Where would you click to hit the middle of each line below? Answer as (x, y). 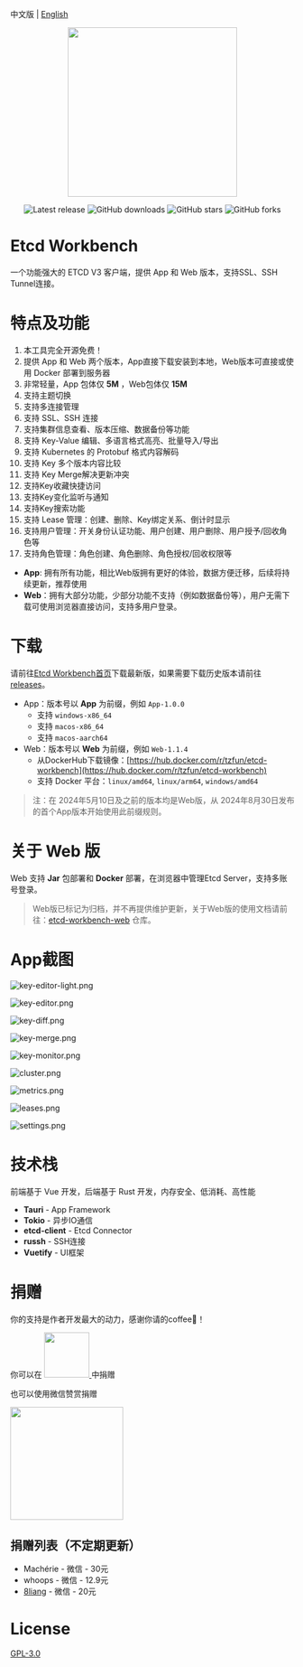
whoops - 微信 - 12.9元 (66, 1580)
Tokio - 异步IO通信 (58, 1220)
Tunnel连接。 (35, 283)
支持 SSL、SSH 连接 (60, 417)
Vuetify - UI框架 (54, 1252)
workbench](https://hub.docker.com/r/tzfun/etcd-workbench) (151, 770)
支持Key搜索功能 (54, 508)
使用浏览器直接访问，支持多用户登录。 (110, 606)
